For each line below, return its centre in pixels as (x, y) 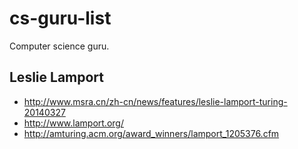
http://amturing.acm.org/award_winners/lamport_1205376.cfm (151, 133)
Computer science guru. (59, 46)
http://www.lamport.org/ (73, 123)
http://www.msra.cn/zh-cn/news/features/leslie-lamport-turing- (155, 101)
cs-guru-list (60, 18)
